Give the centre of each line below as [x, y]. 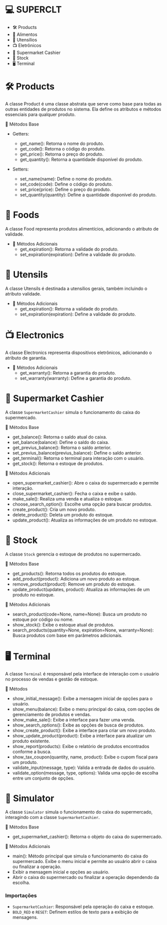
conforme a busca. [32, 751]
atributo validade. [23, 293]
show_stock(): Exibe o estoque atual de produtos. [63, 624]
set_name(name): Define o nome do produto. [66, 178]
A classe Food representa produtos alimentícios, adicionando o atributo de [82, 228]
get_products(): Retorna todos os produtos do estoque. [69, 573]
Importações [21, 895]
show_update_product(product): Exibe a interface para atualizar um [82, 735]
